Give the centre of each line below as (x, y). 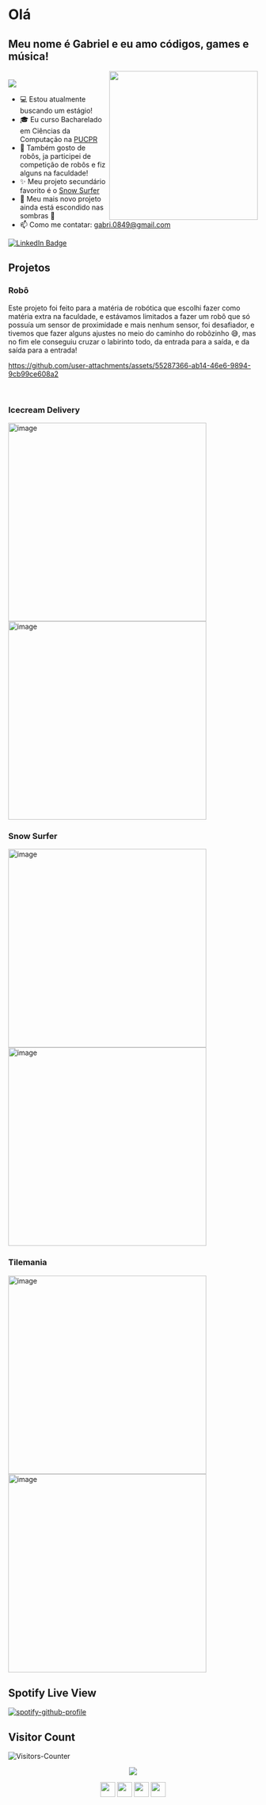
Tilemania (28, 1262)
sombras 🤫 (37, 216)
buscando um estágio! (56, 110)
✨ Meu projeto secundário (63, 181)
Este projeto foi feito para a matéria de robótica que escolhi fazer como (124, 308)
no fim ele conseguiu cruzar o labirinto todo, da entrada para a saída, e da (129, 341)
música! (28, 56)
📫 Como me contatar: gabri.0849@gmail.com (95, 225)
